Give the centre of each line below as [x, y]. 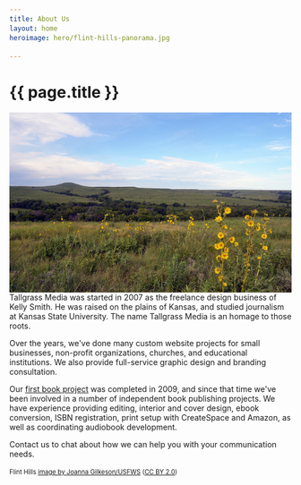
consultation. [34, 372]
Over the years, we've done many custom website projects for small [135, 344]
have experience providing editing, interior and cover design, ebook [134, 408]
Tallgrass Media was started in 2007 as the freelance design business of [143, 298]
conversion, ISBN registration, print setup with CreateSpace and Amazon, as [150, 418]
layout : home [34, 28]
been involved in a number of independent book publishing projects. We [142, 399]
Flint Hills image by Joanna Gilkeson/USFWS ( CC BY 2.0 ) [93, 472]
